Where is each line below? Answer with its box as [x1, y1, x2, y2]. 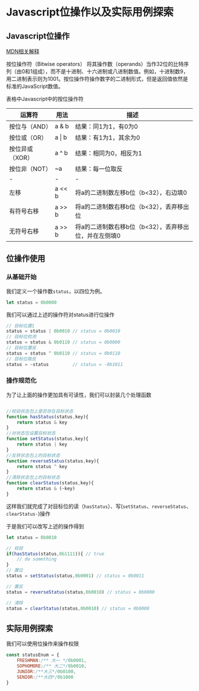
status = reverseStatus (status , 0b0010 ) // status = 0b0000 [6, 589, 155, 595]
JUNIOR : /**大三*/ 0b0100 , [17, 668, 76, 674]
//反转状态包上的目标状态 [6, 452, 60, 458]
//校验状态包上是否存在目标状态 [6, 408, 73, 414]
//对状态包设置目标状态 [6, 430, 56, 437]
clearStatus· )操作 [6, 510, 51, 517]
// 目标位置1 [6, 323, 35, 329]
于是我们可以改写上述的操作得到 [6, 522, 84, 529]
